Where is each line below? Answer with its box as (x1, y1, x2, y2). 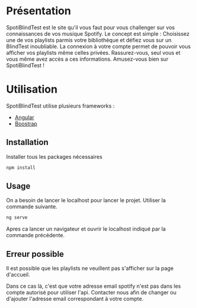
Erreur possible (6, 249, 64, 259)
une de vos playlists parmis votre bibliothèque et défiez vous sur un (6, 36, 172, 43)
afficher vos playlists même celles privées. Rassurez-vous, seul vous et (6, 49, 181, 56)
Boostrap (14, 120, 37, 127)
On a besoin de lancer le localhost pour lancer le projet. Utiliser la (6, 197, 166, 204)
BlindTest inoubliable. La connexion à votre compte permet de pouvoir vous (6, 43, 191, 50)
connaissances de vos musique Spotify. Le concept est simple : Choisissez (6, 30, 190, 37)
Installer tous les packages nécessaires (6, 153, 103, 160)
